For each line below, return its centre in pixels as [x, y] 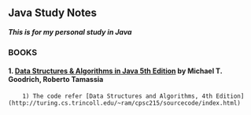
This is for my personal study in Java [70, 32]
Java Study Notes [52, 13]
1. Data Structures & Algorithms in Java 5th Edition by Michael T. [115, 71]
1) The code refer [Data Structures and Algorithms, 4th [118, 96]
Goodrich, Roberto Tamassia [56, 80]
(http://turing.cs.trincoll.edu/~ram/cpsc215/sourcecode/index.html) [125, 103]
